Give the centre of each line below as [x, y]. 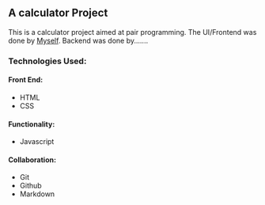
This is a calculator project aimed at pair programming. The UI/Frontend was [132, 32]
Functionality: [32, 124]
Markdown [37, 194]
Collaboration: [32, 159]
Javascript [37, 142]
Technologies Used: [47, 61]
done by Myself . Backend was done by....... [78, 40]
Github [30, 186]
